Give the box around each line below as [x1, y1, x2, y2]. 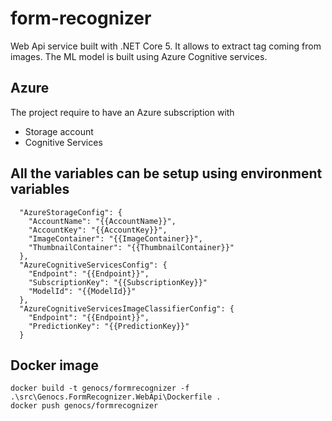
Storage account [24, 125, 94, 137]
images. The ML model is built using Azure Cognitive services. [10, 50, 268, 62]
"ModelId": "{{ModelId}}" [28, 286, 137, 296]
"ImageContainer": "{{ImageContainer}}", [28, 233, 203, 244]
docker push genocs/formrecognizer [10, 401, 159, 411]
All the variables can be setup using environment [10, 165, 323, 182]
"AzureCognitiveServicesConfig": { [19, 260, 168, 270]
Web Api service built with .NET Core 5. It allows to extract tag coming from [10, 40, 322, 52]
